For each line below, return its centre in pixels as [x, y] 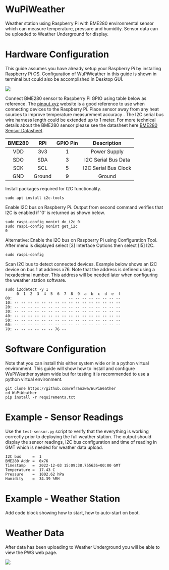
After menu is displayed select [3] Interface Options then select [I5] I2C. [80, 245]
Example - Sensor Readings [64, 417]
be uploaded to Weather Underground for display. [57, 34]
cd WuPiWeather [21, 393]
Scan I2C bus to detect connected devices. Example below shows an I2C [81, 264]
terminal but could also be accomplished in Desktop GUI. [64, 79]
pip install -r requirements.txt [40, 397]
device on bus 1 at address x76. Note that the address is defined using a [80, 269]
